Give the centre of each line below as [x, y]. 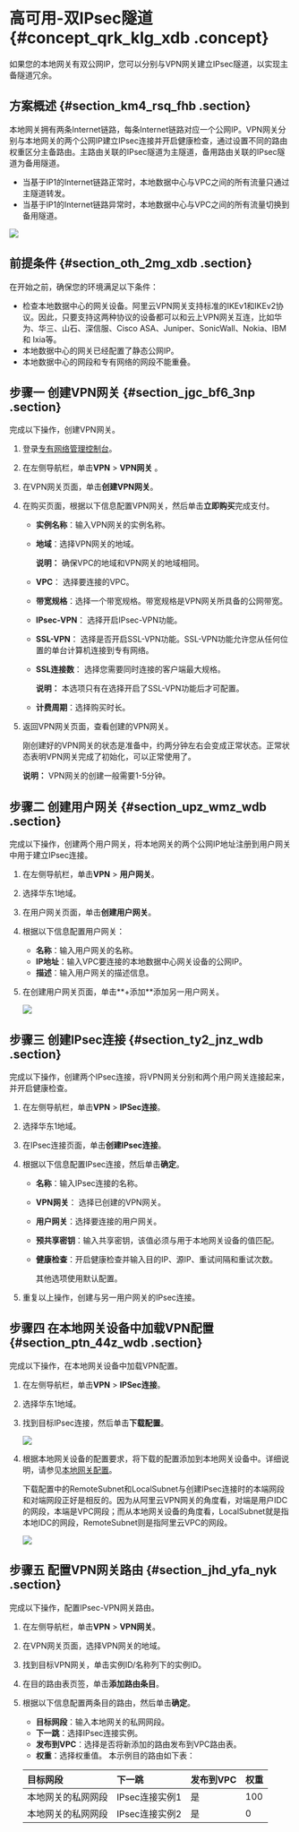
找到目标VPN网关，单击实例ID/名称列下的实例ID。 [114, 1664]
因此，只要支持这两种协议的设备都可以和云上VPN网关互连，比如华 [160, 317]
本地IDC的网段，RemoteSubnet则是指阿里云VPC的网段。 [127, 1522]
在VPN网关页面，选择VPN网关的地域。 [94, 1646]
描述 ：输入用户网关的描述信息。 [94, 973]
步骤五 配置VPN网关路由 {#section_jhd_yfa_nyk [143, 1570]
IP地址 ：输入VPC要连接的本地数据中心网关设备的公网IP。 [141, 962]
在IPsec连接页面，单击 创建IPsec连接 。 [94, 1145]
